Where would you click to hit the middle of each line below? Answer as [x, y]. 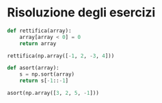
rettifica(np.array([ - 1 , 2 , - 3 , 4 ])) [61, 56]
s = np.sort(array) [47, 74]
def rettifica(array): [39, 31]
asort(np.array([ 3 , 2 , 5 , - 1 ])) [53, 93]
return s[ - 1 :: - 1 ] [44, 81]
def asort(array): [33, 68]
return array [38, 43]
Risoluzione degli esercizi [81, 13]
